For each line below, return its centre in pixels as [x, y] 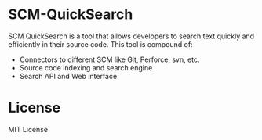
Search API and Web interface [68, 76]
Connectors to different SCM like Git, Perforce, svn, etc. [109, 59]
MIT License [28, 129]
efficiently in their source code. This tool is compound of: [101, 44]
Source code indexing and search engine [86, 67]
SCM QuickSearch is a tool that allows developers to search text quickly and [131, 36]
